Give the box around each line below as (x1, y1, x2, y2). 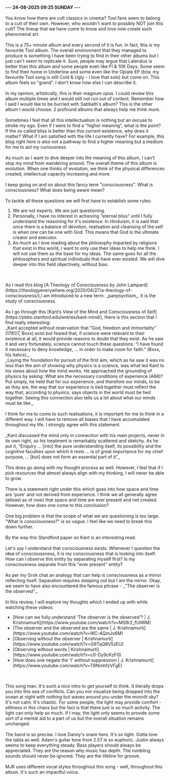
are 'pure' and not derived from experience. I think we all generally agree (5, 492, 157, 497)
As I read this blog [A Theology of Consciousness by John (5, 282, 127, 288)
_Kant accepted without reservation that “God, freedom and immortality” (5, 325, 157, 331)
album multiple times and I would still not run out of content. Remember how (5, 96, 164, 102)
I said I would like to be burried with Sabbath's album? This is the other (5, 101, 153, 107)
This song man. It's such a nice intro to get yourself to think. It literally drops (5, 683, 164, 689)
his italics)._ (5, 352, 30, 358)
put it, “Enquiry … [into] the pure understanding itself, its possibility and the (5, 443, 162, 449)
